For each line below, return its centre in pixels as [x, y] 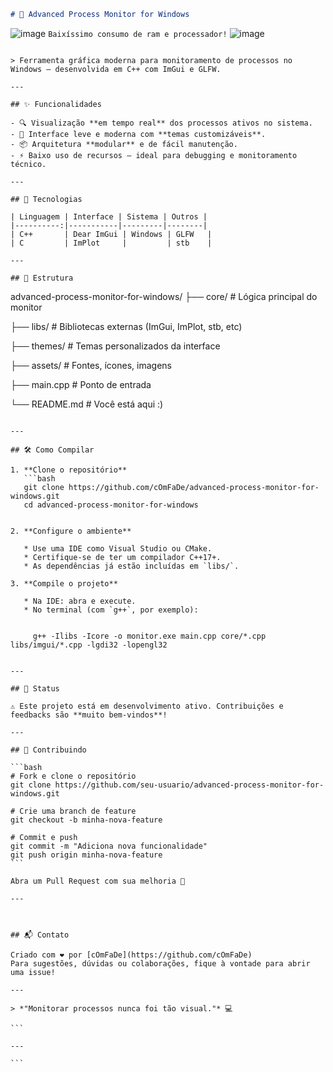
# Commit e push [44, 837]
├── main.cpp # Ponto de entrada [81, 384]
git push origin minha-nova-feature [86, 855]
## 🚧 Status [35, 688]
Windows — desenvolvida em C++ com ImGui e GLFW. [116, 69]
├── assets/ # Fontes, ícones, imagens [91, 365]
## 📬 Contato [40, 935]
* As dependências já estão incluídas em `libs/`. [131, 566]
